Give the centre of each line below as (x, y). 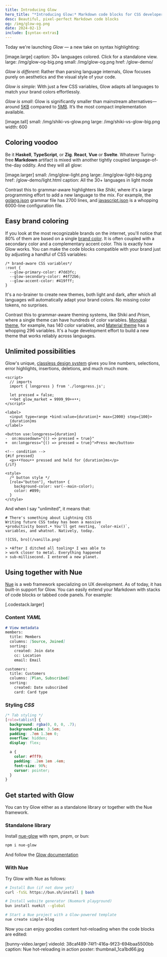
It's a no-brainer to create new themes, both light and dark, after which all (81, 294)
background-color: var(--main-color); (54, 486)
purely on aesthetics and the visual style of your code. (61, 77)
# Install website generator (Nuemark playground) (59, 901)
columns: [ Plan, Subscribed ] (40, 678)
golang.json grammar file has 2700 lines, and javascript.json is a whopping (82, 200)
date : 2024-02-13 (23, 28)
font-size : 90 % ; (31, 766)
